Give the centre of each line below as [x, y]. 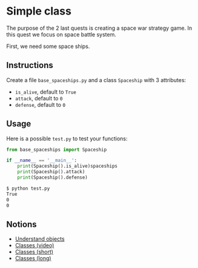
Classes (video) [35, 246]
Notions [21, 224]
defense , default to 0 [40, 105]
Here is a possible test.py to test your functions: [67, 139]
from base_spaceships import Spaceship [57, 149]
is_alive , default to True [46, 92]
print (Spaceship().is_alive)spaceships [68, 166]
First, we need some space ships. [48, 46]
